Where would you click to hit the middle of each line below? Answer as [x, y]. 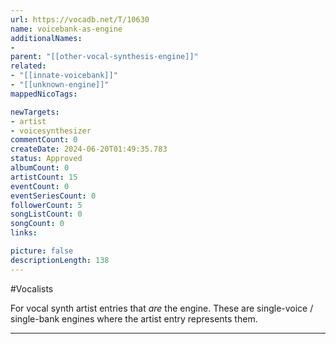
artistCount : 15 [44, 177]
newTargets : [35, 112]
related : [28, 66]
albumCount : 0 [40, 168]
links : [24, 233]
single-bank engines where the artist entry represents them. [134, 318]
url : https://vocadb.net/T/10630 [80, 19]
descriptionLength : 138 [60, 260]
